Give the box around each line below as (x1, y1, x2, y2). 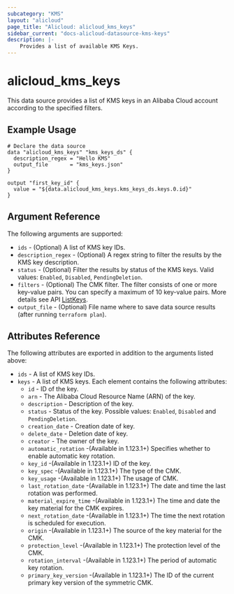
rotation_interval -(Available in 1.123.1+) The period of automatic (27, 556, 217, 565)
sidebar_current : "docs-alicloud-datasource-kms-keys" (7, 29, 170, 37)
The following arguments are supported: (7, 229, 124, 238)
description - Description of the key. (27, 400, 134, 408)
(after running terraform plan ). (17, 310, 107, 318)
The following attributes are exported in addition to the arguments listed (7, 349, 214, 358)
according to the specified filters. (7, 103, 103, 112)
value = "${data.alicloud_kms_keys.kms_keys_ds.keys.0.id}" (13, 185, 192, 193)
